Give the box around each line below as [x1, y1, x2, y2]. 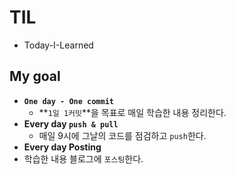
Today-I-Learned [23, 39, 94, 51]
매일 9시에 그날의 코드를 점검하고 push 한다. [38, 129, 207, 141]
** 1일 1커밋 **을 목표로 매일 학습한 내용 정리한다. [38, 106, 227, 118]
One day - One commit [23, 96, 114, 106]
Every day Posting [23, 141, 102, 153]
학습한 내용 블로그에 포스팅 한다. [23, 152, 144, 165]
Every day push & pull [23, 117, 119, 130]
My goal [9, 68, 61, 85]
